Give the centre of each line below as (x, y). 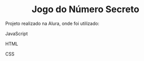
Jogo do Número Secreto (85, 9)
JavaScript (17, 34)
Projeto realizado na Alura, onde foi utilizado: (52, 23)
